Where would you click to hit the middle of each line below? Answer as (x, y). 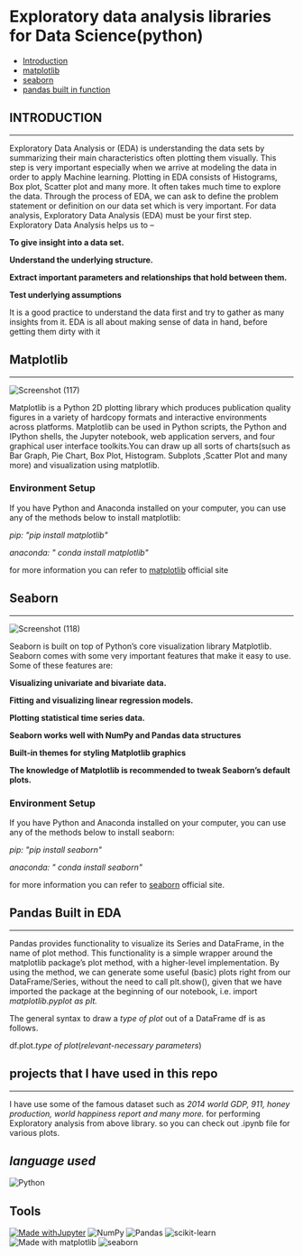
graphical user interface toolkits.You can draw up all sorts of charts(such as (150, 446)
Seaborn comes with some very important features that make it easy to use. (150, 655)
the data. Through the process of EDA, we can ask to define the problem (144, 196)
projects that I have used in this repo (114, 1074)
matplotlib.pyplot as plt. (53, 1001)
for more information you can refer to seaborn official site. (117, 884)
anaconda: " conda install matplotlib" (79, 552)
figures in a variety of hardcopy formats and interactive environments (138, 417)
